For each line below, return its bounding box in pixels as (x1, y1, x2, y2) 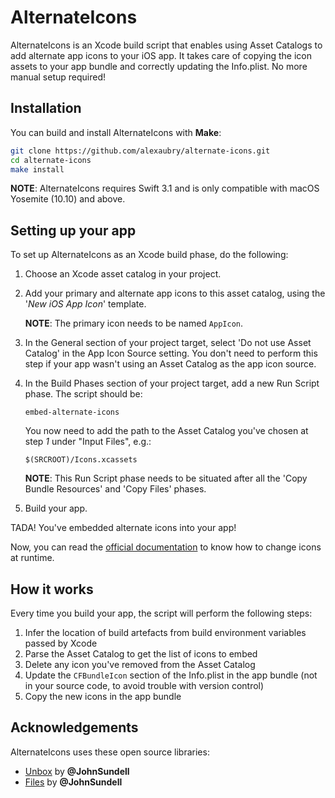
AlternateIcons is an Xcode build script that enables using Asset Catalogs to (10, 39, 323, 51)
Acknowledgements (10, 719, 139, 736)
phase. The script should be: (24, 388, 143, 400)
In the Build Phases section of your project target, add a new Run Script (24, 377, 320, 390)
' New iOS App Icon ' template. (24, 298, 147, 310)
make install (10, 164, 65, 175)
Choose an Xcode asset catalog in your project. (24, 268, 222, 280)
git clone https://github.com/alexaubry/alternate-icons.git (10, 146, 271, 156)
